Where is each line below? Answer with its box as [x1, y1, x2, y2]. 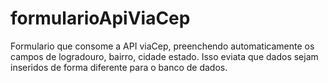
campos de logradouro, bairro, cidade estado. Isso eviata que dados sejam [10, 50, 319, 62]
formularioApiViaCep [10, 7, 191, 30]
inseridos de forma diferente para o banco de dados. [10, 61, 228, 73]
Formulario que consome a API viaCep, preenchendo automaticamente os [10, 40, 315, 52]
